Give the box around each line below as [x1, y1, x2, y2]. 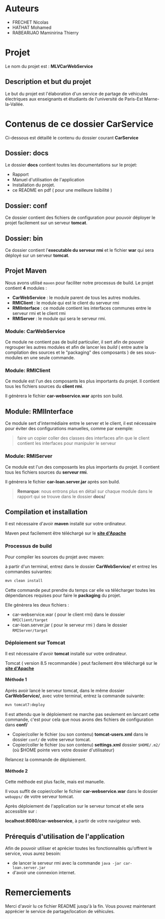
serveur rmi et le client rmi [12, 310, 66, 316]
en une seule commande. [24, 355, 75, 361]
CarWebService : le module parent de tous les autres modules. [12, 294, 141, 301]
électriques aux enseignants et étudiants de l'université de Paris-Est [5, 96, 143, 102]
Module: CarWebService [5, 328, 66, 335]
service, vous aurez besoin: [5, 851, 62, 856]
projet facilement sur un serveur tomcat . [5, 220, 88, 226]
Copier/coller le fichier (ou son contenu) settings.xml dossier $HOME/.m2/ [12, 742, 161, 748]
